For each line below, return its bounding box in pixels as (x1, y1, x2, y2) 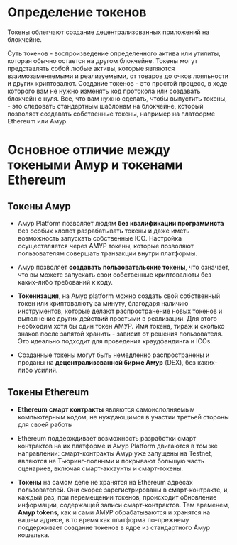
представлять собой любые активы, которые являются (7, 64, 175, 72)
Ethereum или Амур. (7, 116, 69, 125)
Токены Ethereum (7, 386, 89, 398)
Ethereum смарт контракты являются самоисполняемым (17, 405, 195, 414)
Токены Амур (7, 200, 71, 212)
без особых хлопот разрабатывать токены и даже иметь (17, 226, 190, 235)
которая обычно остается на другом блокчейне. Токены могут (7, 56, 198, 65)
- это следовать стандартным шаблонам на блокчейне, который (7, 101, 204, 110)
